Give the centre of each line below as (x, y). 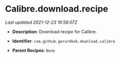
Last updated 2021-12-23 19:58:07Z (41, 22)
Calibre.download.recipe (57, 9)
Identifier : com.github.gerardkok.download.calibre (63, 41)
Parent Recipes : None (34, 50)
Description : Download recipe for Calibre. (54, 31)
